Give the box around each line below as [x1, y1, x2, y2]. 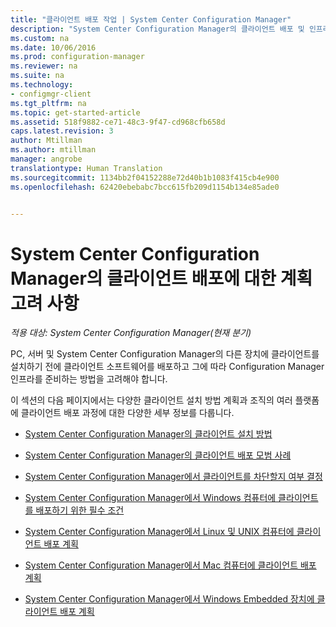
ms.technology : [10, 80, 74, 90]
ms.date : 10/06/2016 [10, 42, 97, 53]
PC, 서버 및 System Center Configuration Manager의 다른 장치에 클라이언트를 [10, 348, 320, 360]
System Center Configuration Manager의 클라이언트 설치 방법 [24, 428, 273, 440]
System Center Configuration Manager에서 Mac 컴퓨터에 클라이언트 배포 [24, 559, 317, 571]
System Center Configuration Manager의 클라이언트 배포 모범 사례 [24, 449, 292, 461]
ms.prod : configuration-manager [10, 52, 145, 62]
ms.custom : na [10, 33, 70, 43]
